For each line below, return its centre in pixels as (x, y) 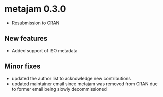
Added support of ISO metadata (45, 50)
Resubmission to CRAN (36, 23)
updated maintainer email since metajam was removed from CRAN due (85, 84)
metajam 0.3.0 (35, 9)
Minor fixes (23, 67)
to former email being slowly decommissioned (59, 89)
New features (26, 39)
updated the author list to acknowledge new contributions (71, 78)
